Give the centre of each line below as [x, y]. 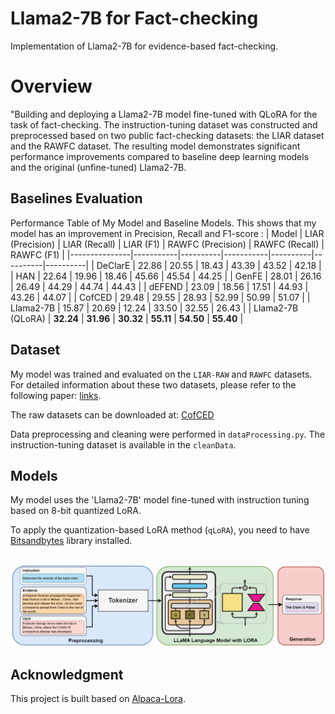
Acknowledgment [67, 674]
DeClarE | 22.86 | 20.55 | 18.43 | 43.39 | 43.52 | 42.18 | [209, 265]
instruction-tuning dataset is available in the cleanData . [123, 444]
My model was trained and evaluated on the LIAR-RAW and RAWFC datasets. [161, 374]
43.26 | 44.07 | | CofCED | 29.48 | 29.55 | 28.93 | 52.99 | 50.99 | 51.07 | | [160, 297]
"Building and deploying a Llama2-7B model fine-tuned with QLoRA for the [164, 114]
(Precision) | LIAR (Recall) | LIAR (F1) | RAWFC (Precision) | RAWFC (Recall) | [167, 244]
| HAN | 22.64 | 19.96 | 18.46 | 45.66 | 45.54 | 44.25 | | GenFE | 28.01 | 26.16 [166, 276]
